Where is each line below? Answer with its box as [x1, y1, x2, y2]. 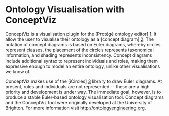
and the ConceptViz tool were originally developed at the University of [5, 99, 152, 105]
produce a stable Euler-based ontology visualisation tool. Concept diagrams [5, 94, 164, 100]
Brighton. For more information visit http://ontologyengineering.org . [5, 105, 146, 111]
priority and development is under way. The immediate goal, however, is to [5, 89, 161, 95]
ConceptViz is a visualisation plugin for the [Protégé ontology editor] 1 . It [5, 31, 157, 37]
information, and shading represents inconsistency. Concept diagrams [5, 52, 152, 59]
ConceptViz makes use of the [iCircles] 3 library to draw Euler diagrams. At [5, 78, 162, 84]
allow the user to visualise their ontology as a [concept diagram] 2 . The [5, 36, 154, 42]
